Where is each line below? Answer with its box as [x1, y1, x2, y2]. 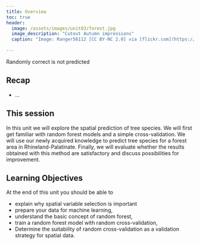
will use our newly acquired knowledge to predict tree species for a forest [6, 137, 187, 144]
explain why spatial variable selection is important [14, 200, 137, 208]
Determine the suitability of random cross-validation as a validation [14, 225, 180, 233]
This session [6, 108, 55, 119]
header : [6, 20, 26, 26]
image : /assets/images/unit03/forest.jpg [11, 25, 116, 32]
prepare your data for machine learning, [14, 206, 113, 214]
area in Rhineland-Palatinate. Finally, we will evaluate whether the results [6, 143, 185, 150]
